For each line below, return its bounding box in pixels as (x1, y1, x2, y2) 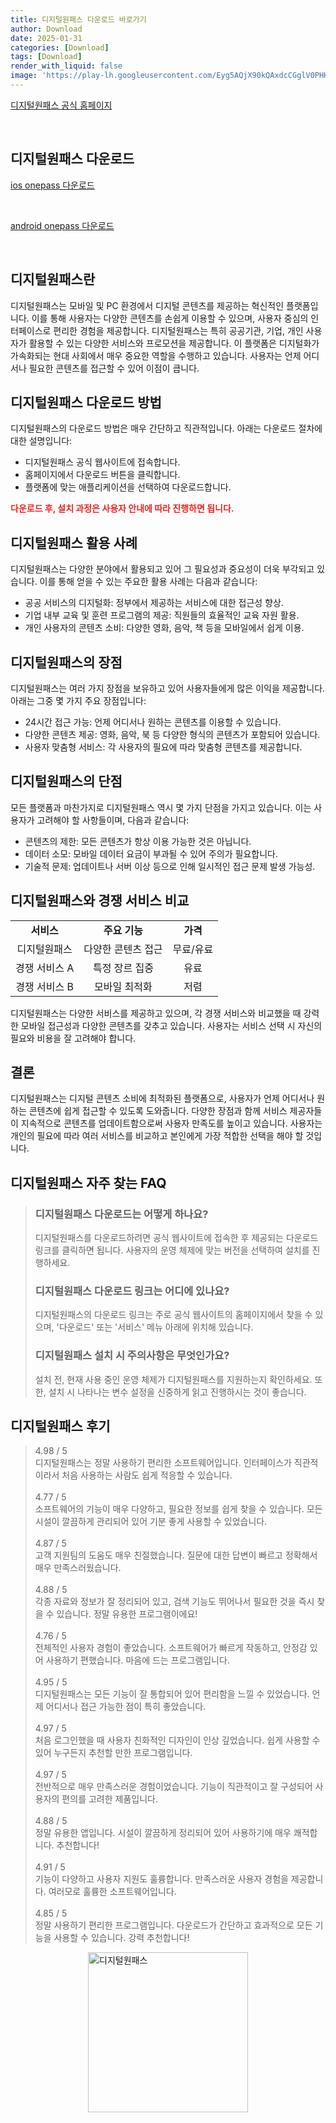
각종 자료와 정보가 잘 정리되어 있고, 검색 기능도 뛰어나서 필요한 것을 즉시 (34, 1596, 315, 1608)
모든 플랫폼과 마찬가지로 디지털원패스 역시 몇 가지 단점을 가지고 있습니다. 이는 (10, 801, 312, 813)
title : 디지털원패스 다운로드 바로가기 (10, 14, 147, 25)
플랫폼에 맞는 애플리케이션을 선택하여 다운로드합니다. (24, 481, 232, 493)
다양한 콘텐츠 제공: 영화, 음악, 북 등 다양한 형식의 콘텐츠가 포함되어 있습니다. (24, 728, 321, 740)
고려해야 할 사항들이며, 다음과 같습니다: (36, 814, 190, 826)
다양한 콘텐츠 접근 (83, 942, 163, 956)
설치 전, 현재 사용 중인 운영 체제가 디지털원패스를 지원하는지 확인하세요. (34, 1373, 313, 1385)
